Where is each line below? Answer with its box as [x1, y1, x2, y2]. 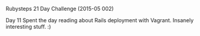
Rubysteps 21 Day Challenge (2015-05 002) [5, 5, 114, 12]
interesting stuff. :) [5, 23, 52, 30]
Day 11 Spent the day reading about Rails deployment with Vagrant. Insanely [5, 17, 194, 23]
